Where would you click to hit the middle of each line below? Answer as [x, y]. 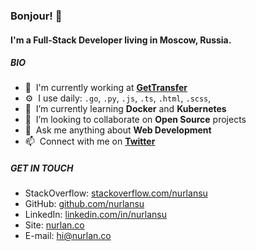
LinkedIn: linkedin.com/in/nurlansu [95, 215]
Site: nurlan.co [54, 225]
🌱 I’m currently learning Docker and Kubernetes [125, 109]
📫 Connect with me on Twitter [90, 141]
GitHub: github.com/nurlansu [84, 204]
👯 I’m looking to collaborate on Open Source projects [135, 120]
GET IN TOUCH [42, 168]
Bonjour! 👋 [36, 16]
